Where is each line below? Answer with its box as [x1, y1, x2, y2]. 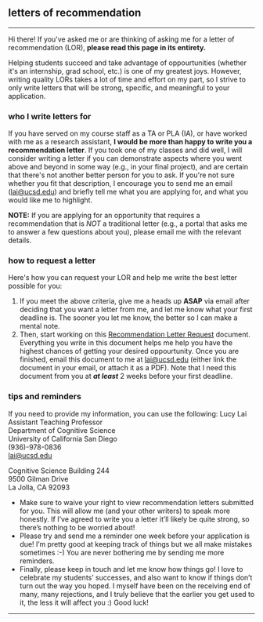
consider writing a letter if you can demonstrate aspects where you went [8, 154, 243, 163]
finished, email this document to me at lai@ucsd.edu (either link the [19, 355, 237, 364]
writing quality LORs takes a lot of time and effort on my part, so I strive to [8, 75, 247, 84]
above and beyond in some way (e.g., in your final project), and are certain [8, 162, 249, 172]
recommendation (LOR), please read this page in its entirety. [8, 42, 206, 52]
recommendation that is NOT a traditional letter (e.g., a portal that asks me [8, 219, 248, 228]
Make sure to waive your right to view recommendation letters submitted [19, 497, 254, 507]
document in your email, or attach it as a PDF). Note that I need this [19, 363, 236, 373]
